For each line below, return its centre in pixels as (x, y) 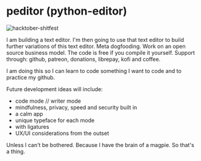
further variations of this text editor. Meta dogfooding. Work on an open (96, 46)
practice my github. (31, 77)
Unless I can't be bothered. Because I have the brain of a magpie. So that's (100, 145)
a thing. (16, 151)
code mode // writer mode (48, 101)
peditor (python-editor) (67, 11)
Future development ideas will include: (55, 89)
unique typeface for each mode (55, 120)
